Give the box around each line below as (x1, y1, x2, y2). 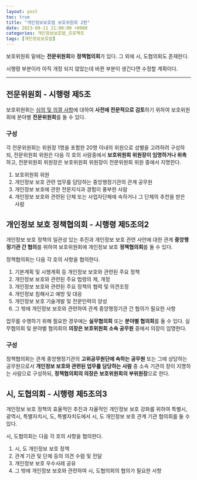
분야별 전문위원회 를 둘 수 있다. (16, 113, 86, 120)
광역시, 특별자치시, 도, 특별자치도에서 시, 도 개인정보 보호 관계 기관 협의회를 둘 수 (6, 413, 191, 420)
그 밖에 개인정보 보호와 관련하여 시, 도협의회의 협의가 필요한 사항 (14, 467, 162, 474)
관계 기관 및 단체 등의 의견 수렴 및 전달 (14, 452, 103, 459)
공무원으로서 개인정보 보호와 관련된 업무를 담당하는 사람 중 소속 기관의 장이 (6, 363, 176, 370)
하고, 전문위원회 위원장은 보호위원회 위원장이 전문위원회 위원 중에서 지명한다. (6, 159, 182, 166)
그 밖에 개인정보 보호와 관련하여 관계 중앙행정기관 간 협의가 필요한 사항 (14, 305, 176, 312)
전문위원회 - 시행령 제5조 (6, 89, 91, 100)
